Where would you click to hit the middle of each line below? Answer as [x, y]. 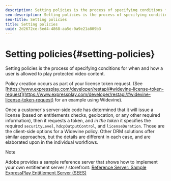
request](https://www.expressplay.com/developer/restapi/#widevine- [78, 94]
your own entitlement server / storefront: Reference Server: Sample [76, 167]
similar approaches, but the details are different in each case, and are [78, 137]
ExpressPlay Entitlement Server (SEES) [46, 173]
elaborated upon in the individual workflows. [52, 142]
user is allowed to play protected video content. [55, 74]
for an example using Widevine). [89, 100]
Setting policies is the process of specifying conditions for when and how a [84, 68]
